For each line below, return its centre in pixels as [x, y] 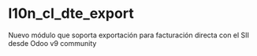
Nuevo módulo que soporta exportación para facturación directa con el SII [129, 35]
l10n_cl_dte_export [71, 14]
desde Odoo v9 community [52, 43]
